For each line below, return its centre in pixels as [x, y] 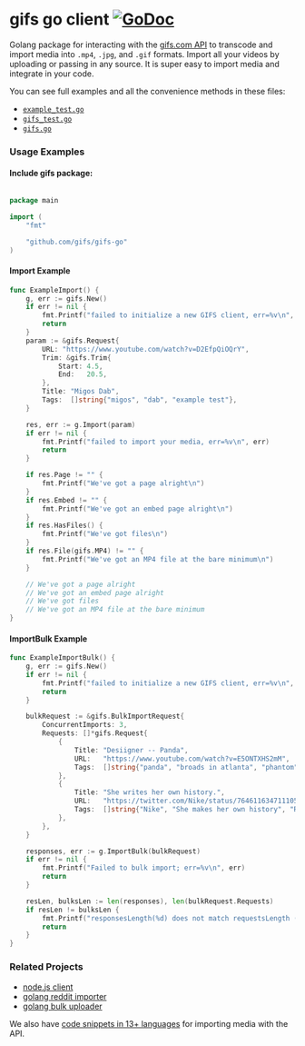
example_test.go [53, 109]
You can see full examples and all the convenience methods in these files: [148, 91]
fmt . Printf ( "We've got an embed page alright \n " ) [138, 509]
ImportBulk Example [49, 638]
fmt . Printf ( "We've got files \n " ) [105, 534]
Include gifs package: [51, 174]
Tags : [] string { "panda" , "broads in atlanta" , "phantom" [186, 767]
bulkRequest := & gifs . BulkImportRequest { [105, 717]
